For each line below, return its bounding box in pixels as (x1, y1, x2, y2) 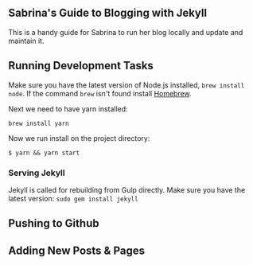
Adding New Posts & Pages (8, 244, 146, 257)
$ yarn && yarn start (8, 149, 80, 157)
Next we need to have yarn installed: (8, 103, 129, 114)
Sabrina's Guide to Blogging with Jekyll (8, 6, 208, 20)
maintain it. (8, 36, 45, 45)
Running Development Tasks (8, 59, 154, 72)
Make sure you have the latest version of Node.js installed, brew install (8, 80, 245, 90)
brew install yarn (8, 119, 69, 127)
